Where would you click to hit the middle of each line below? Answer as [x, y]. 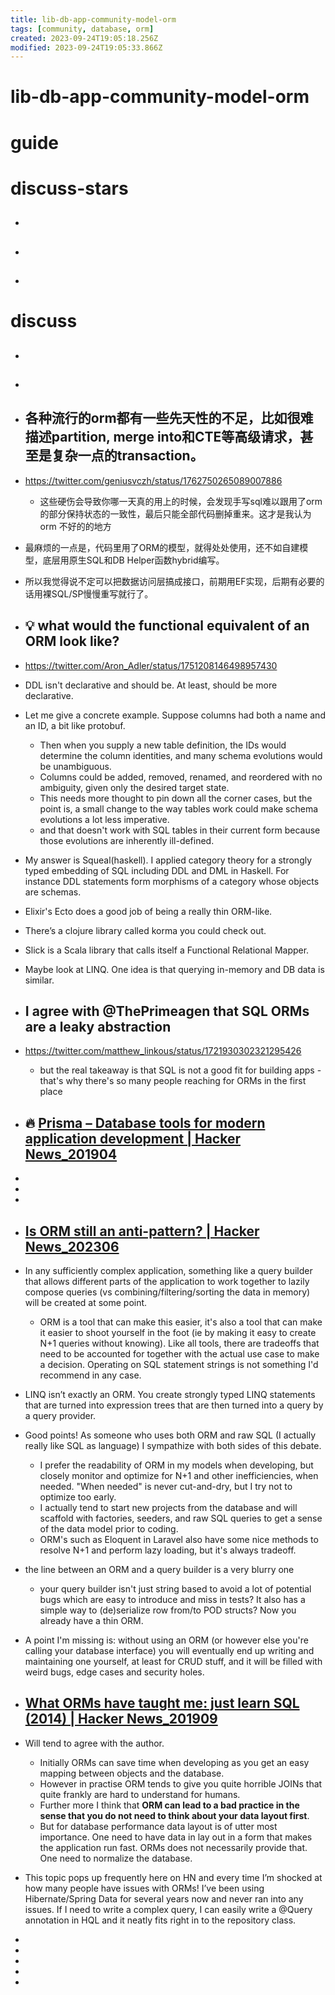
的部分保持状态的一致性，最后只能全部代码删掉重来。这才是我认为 [175, 513]
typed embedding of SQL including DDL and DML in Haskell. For [157, 870]
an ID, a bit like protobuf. [75, 725]
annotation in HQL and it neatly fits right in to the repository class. [160, 1920]
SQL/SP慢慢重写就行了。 [102, 593]
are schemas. [53, 892]
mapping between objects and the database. [132, 1773]
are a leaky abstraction [98, 1026]
